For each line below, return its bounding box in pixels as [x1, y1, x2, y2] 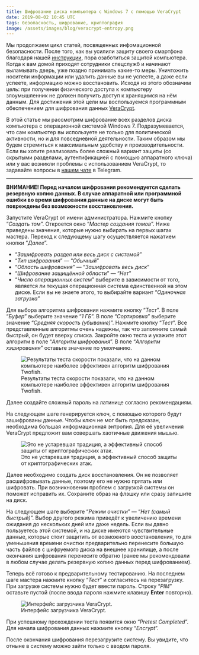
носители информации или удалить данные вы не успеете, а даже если [6, 73, 188, 80]
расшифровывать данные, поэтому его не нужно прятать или [6, 477, 163, 485]
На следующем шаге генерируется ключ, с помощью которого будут [6, 410, 182, 417]
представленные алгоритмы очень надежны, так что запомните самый [6, 325, 187, 333]
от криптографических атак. [21, 460, 93, 467]
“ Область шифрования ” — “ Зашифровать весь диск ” [14, 264, 150, 271]
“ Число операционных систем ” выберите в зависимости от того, [14, 276, 180, 283]
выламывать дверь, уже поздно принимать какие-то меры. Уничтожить [6, 67, 189, 74]
